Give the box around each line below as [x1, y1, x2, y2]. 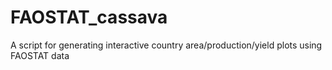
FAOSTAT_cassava [10, 6, 168, 29]
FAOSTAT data [10, 49, 70, 61]
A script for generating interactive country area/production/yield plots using [10, 39, 323, 51]
